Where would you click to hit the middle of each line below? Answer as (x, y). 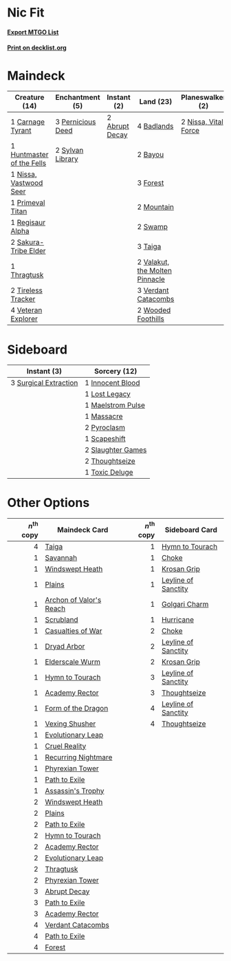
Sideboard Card (191, 530)
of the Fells (29, 163)
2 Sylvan (69, 151)
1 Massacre (104, 416)
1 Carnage (28, 122)
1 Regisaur (28, 223)
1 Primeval (28, 203)
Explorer (24, 319)
